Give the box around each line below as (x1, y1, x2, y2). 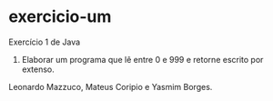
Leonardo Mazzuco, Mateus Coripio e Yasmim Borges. (8, 81, 213, 92)
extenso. (21, 64, 56, 75)
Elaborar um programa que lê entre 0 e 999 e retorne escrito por (21, 54, 264, 65)
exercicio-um (8, 6, 112, 27)
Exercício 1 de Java (8, 36, 81, 47)
